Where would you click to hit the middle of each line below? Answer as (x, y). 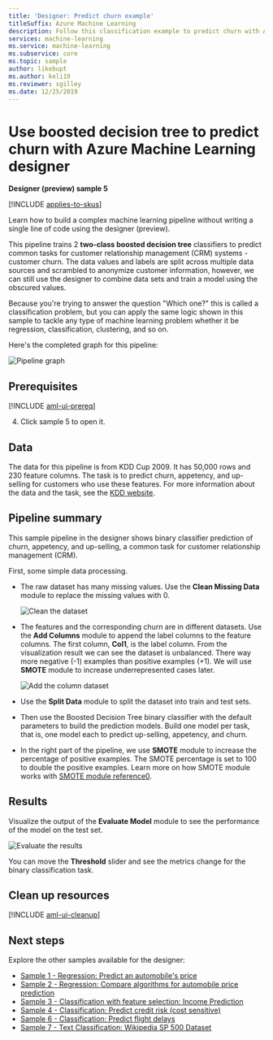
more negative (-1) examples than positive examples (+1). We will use (136, 661)
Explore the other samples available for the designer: (97, 960)
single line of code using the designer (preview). (89, 229)
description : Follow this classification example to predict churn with (134, 31)
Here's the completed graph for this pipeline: (83, 345)
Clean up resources (59, 895)
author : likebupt (38, 69)
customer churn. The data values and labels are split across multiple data (131, 262)
